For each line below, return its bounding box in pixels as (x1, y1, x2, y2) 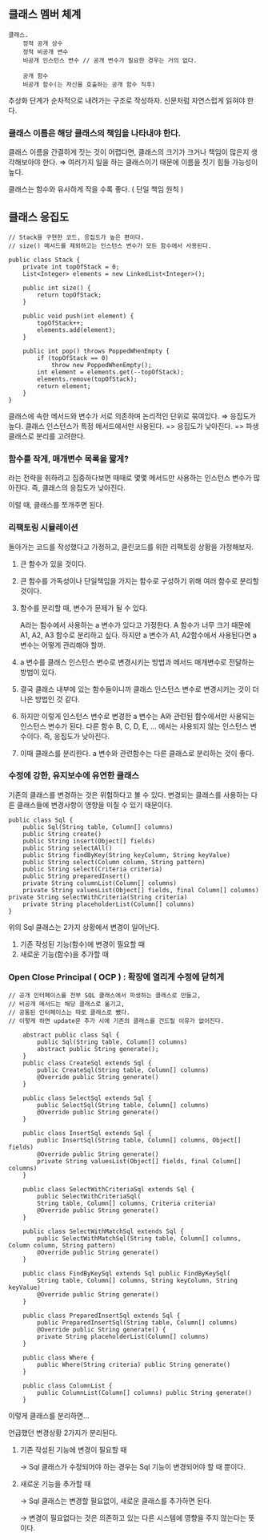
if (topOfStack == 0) (37, 354, 110, 362)
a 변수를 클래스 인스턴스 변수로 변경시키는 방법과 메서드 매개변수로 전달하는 (19, 657, 255, 667)
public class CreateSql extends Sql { (22, 1059, 152, 1068)
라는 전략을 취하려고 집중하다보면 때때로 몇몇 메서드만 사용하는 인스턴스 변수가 (8, 473, 252, 483)
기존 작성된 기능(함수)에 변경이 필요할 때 (19, 939, 146, 948)
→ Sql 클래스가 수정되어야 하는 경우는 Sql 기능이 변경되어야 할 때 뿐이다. (19, 1462, 246, 1472)
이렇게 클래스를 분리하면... (8, 1411, 90, 1421)
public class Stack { (8, 256, 81, 264)
